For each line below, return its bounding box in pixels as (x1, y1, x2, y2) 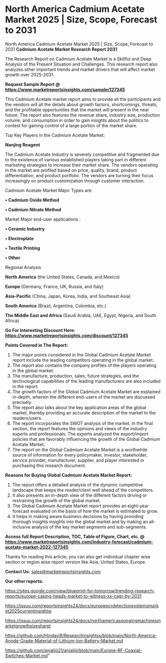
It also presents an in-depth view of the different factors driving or (12, 492, 147, 498)
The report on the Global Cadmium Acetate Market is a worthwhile (12, 447, 147, 453)
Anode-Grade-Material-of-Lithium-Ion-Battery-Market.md (5, 638, 124, 644)
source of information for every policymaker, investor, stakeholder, (12, 452, 148, 458)
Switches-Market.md (5, 653, 48, 659)
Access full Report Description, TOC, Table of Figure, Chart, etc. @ (5, 533, 145, 539)
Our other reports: (5, 578, 43, 584)
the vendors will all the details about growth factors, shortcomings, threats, (5, 101, 158, 107)
